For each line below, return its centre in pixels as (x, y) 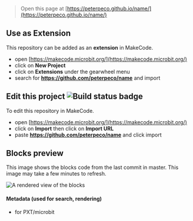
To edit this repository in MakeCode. (50, 110)
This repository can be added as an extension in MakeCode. (80, 47)
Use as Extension (39, 33)
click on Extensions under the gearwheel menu (72, 71)
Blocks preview (35, 153)
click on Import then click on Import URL (64, 128)
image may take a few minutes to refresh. (56, 174)
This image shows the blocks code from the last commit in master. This (92, 167)
